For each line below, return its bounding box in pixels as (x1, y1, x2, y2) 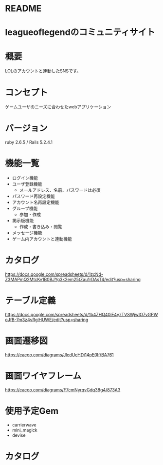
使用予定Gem (5, 405, 59, 417)
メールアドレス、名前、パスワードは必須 (19, 187, 101, 193)
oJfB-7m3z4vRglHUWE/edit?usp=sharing (5, 317, 89, 323)
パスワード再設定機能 (12, 193, 55, 199)
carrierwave (12, 422, 36, 427)
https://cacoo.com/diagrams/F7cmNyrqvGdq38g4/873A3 (5, 386, 121, 393)
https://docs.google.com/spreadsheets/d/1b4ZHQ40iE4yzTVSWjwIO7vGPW (5, 312, 158, 317)
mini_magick (12, 427, 37, 433)
